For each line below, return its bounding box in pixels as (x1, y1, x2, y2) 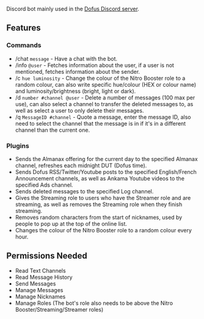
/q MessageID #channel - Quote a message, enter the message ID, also (15, 113, 191, 121)
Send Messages (15, 280, 56, 287)
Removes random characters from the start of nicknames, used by (15, 213, 183, 221)
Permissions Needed (6, 251, 87, 261)
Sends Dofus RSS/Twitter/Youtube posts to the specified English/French (15, 168, 197, 176)
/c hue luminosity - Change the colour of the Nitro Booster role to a (15, 74, 186, 82)
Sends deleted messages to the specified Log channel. (15, 187, 154, 195)
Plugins (6, 142, 29, 150)
